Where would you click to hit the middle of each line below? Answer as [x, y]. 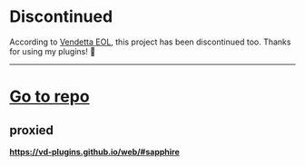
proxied [32, 130]
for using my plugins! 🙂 [53, 51]
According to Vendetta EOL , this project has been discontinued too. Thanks [150, 42]
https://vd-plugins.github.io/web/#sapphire [94, 151]
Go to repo [49, 97]
